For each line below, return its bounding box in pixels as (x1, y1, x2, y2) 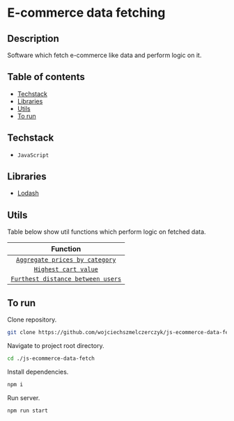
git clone (7, 329, 36, 336)
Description (7, 33, 59, 45)
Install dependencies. (7, 367, 69, 376)
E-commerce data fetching (7, 5, 166, 21)
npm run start (7, 407, 49, 414)
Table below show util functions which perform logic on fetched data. (7, 228, 207, 236)
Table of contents (7, 71, 85, 83)
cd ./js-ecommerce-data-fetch (7, 355, 95, 362)
